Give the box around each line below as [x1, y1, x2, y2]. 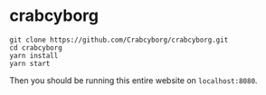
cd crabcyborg [9, 43, 63, 52]
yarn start [9, 59, 51, 68]
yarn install [9, 51, 59, 60]
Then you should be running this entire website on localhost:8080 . [9, 74, 258, 86]
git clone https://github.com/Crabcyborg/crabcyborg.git [9, 35, 229, 44]
